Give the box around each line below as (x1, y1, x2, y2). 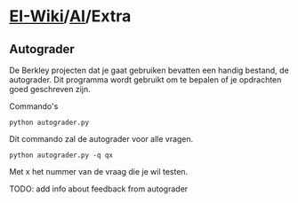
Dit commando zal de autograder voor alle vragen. (9, 134, 194, 144)
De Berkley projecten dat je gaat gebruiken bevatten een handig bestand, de (9, 65, 289, 75)
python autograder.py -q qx (9, 151, 114, 160)
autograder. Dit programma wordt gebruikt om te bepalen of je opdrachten (9, 74, 282, 85)
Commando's (9, 101, 59, 112)
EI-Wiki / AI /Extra (9, 6, 132, 27)
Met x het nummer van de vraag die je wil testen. (9, 167, 189, 176)
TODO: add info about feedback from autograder (9, 183, 189, 194)
